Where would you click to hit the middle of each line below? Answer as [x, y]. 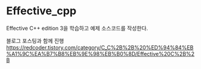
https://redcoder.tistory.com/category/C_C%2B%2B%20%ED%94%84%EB [100, 47]
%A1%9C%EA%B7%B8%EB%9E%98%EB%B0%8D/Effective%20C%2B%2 [100, 54]
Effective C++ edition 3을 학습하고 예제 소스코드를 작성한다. [77, 28]
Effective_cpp [41, 11]
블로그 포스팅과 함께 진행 [35, 40]
